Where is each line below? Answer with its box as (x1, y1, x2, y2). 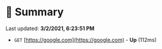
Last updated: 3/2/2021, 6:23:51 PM (5, 25, 95, 32)
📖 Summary (5, 5, 64, 19)
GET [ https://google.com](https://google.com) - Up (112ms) (14, 36, 157, 43)
